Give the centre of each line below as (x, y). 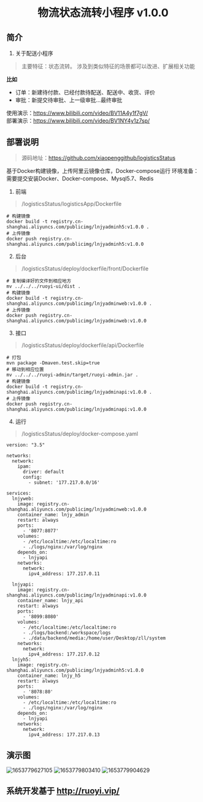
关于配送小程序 (34, 53)
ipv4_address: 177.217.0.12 (64, 654)
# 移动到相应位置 (25, 370)
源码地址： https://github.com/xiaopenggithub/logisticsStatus (98, 158)
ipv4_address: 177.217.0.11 (64, 574)
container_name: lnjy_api (51, 601)
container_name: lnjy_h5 (49, 676)
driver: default (43, 472)
